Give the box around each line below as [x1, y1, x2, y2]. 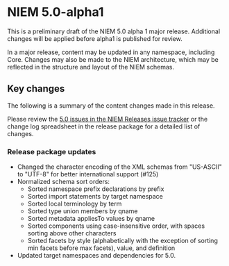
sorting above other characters [27, 229, 117, 238]
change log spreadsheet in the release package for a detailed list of [7, 122, 201, 131]
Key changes [7, 83, 65, 94]
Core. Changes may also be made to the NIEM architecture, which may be [7, 55, 219, 63]
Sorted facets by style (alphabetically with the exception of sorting [27, 237, 219, 245]
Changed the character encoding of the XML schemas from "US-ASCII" [17, 163, 222, 171]
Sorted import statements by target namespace [27, 192, 163, 201]
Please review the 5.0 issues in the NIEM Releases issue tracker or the [7, 115, 208, 123]
